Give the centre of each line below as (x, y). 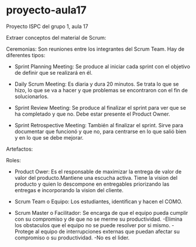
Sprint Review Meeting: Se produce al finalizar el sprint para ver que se (100, 107)
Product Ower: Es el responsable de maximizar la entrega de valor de (98, 171)
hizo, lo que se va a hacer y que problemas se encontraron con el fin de (101, 90)
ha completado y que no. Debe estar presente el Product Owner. (92, 114)
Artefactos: (20, 149)
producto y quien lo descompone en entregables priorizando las (92, 184)
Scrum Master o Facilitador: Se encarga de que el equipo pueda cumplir (101, 213)
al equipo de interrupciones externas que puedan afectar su (107, 231)
